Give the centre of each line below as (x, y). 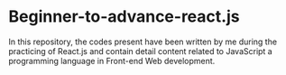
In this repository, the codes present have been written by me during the (143, 42)
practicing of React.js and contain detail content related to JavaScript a (140, 51)
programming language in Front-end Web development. (112, 61)
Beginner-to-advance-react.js (124, 17)
